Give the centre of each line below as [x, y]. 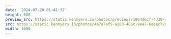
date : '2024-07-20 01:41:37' [36, 10]
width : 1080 [18, 29]
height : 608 [18, 15]
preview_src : [19, 19]
